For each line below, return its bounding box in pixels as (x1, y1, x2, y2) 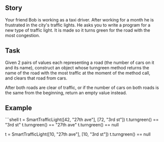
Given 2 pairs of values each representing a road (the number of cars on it (5, 60, 155, 65)
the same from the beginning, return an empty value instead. (5, 90, 127, 96)
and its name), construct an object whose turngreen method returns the (5, 64, 149, 70)
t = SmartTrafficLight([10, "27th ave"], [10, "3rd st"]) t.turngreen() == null (5, 131, 151, 137)
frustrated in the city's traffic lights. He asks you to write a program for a (5, 22, 150, 28)
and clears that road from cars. (5, 75, 67, 81)
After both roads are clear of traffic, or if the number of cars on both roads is (5, 84, 159, 90)
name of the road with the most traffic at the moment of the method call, (5, 70, 150, 76)
